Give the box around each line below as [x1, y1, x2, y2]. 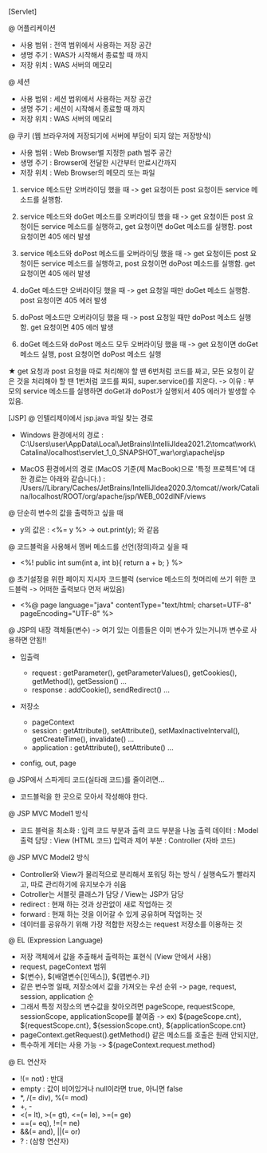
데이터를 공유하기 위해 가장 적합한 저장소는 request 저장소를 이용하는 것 [19, 919, 243, 929]
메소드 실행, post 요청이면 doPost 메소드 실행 [19, 349, 162, 358]
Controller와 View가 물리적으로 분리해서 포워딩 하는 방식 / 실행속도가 [19, 870, 235, 879]
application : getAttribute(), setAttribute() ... [31, 743, 174, 752]
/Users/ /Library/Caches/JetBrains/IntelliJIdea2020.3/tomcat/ [19, 483, 220, 492]
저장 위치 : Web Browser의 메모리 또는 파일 [19, 168, 155, 177]
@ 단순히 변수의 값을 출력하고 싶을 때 [8, 508, 124, 517]
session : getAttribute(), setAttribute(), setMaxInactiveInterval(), [31, 726, 241, 735]
